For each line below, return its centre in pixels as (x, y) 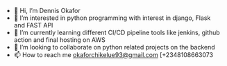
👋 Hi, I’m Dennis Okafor (47, 11)
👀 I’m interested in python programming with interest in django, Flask (112, 18)
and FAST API (33, 25)
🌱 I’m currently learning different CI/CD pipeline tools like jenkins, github (117, 32)
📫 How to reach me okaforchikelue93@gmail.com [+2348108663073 (113, 55)
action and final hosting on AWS (59, 40)
